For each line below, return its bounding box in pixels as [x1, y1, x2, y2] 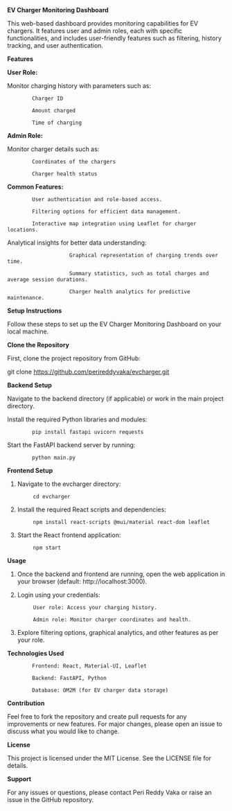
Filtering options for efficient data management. [32, 208, 181, 215]
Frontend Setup [7, 466, 53, 474]
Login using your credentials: [17, 591, 100, 599]
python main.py [32, 454, 76, 461]
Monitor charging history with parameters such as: [7, 82, 152, 89]
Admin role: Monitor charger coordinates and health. [33, 616, 192, 623]
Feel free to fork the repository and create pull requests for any [7, 713, 187, 720]
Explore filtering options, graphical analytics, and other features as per [17, 629, 219, 636]
